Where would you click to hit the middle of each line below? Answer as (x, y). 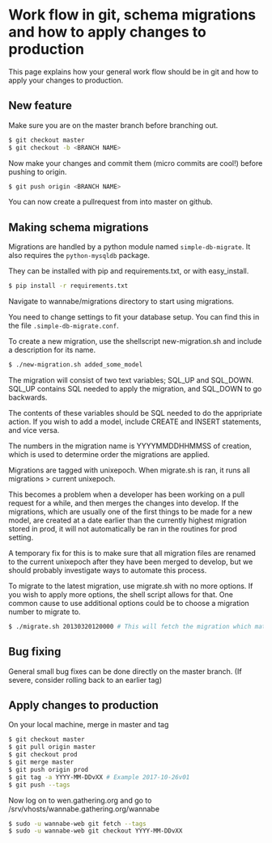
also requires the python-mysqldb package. (79, 256)
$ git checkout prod (43, 755)
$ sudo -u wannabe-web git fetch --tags (78, 824)
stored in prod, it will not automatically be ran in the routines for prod (123, 528)
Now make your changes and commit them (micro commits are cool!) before (136, 163)
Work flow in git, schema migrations (132, 15)
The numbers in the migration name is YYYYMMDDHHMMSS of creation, (130, 446)
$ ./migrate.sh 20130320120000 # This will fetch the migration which (130, 626)
